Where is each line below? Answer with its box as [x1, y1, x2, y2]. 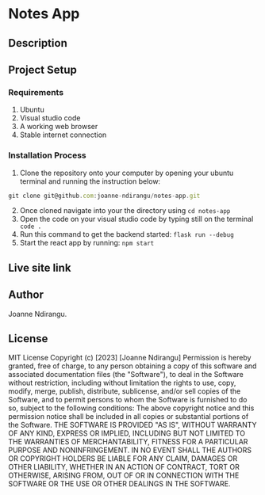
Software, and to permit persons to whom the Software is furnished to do [8, 395, 248, 405]
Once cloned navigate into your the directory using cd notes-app [19, 206, 231, 215]
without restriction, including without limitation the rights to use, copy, [8, 378, 236, 388]
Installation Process [8, 150, 86, 161]
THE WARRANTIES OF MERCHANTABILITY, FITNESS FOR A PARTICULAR [8, 437, 248, 447]
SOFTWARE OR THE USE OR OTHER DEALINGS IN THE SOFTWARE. [8, 479, 231, 489]
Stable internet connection [19, 130, 107, 139]
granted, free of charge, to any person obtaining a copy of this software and [8, 361, 257, 371]
